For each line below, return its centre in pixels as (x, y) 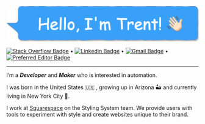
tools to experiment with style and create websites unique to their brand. (98, 115)
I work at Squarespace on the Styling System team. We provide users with (99, 108)
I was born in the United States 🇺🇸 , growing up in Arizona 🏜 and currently (102, 87)
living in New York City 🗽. (38, 96)
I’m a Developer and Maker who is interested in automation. (82, 75)
